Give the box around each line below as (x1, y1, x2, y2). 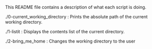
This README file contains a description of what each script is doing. (5, 4, 147, 10)
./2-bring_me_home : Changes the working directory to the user (5, 38, 136, 44)
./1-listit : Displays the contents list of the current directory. (5, 29, 125, 34)
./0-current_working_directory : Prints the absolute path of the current (5, 14, 148, 19)
